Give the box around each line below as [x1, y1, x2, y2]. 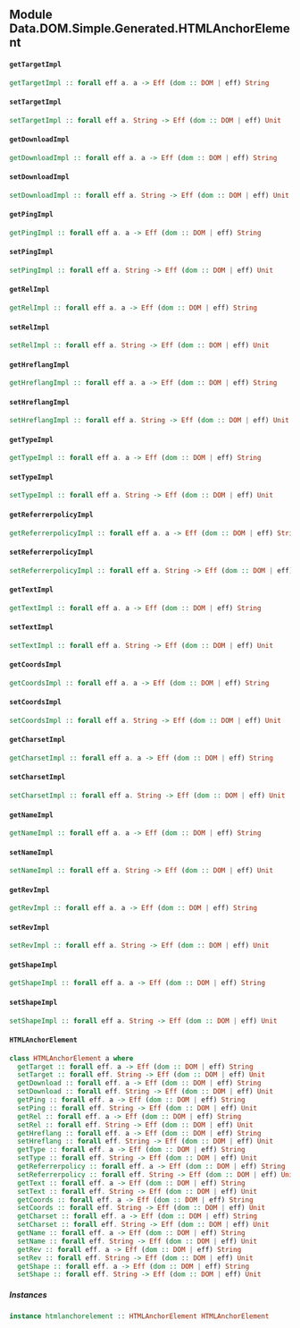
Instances [9, 1289, 47, 1300]
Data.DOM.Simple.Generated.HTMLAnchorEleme [9, 21, 290, 37]
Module [9, 7, 53, 22]
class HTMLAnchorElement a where [9, 1053, 134, 1063]
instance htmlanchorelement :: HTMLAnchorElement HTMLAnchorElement [9, 1312, 270, 1321]
